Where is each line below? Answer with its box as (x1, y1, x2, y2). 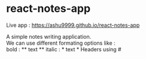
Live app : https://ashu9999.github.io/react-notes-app (6, 21, 140, 29)
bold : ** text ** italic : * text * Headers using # (6, 45, 121, 52)
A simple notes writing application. (6, 33, 92, 40)
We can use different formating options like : (6, 39, 115, 46)
